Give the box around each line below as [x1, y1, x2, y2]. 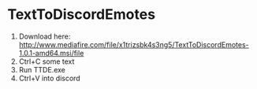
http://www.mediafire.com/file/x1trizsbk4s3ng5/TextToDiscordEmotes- [18, 39, 249, 49]
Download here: [18, 32, 71, 41]
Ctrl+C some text [18, 57, 75, 66]
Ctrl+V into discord [18, 73, 80, 83]
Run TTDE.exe [18, 65, 66, 74]
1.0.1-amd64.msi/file [18, 48, 84, 57]
